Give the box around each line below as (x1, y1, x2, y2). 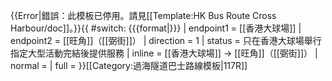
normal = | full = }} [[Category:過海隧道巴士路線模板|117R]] (10, 60, 248, 71)
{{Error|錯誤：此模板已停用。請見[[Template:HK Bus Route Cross (10, 10, 277, 21)
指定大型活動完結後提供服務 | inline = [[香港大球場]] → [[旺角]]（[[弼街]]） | (10, 47, 318, 59)
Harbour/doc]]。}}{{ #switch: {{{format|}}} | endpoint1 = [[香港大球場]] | (10, 22, 302, 34)
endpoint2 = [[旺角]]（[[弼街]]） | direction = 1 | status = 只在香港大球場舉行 (10, 35, 322, 46)
